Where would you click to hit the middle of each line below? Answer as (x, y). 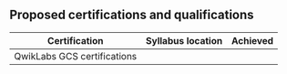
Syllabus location (184, 40)
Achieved (252, 40)
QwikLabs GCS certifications (76, 56)
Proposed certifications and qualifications (132, 15)
